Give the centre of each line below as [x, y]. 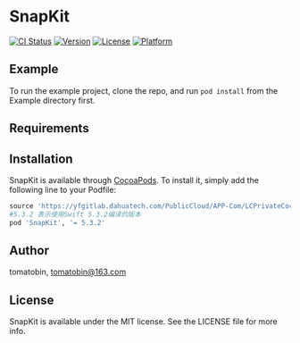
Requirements [49, 128]
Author [29, 251]
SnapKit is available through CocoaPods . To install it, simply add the [134, 180]
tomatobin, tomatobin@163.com [68, 272]
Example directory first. [52, 100]
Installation [41, 159]
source [21, 206]
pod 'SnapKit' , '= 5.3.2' [57, 222]
